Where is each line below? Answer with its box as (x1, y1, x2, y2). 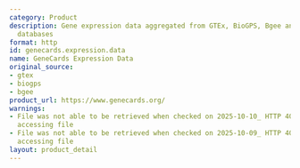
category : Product (9, 12, 78, 22)
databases (17, 29, 54, 38)
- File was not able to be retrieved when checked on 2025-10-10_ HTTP (9, 112, 281, 121)
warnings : (9, 104, 46, 113)
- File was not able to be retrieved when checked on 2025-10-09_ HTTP (9, 129, 281, 138)
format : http (9, 37, 58, 47)
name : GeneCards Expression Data (9, 54, 134, 63)
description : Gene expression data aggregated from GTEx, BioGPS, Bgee (9, 21, 281, 30)
